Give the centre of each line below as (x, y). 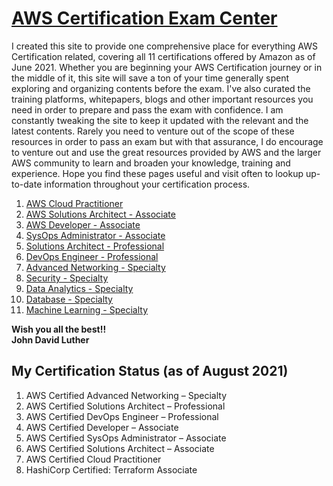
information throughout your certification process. (147, 184)
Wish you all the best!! (59, 329)
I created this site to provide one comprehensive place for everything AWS (164, 46)
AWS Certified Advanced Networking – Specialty (126, 395)
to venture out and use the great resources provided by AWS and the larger (166, 152)
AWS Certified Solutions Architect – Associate (120, 448)
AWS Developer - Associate (83, 224)
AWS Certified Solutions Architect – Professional (125, 406)
